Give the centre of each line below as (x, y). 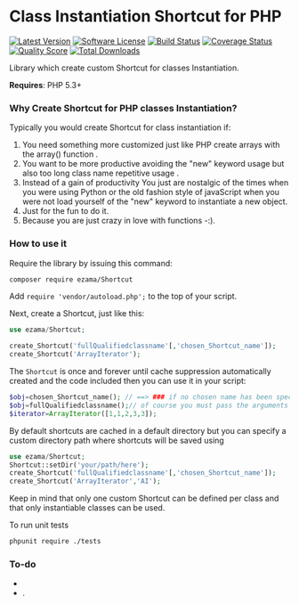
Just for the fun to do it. (65, 211)
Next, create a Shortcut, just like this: (77, 314)
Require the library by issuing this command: (91, 263)
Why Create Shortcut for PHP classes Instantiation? (123, 108)
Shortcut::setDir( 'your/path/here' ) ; (79, 465)
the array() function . (60, 154)
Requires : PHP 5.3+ (45, 85)
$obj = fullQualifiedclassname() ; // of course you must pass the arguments (149, 405)
